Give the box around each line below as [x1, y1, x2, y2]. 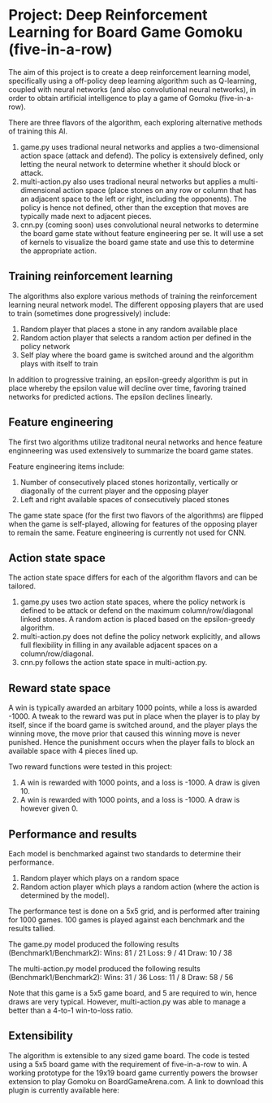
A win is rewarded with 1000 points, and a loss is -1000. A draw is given [19, 777, 261, 787]
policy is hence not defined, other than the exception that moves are [19, 202, 249, 212]
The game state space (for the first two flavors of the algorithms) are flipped [8, 510, 264, 520]
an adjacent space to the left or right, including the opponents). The [19, 194, 247, 204]
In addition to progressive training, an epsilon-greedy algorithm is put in [8, 374, 248, 384]
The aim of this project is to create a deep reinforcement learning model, [8, 67, 252, 77]
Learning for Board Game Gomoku [8, 23, 244, 42]
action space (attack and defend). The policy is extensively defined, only [19, 151, 264, 160]
